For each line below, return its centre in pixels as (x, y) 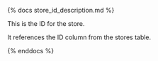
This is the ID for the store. (46, 23)
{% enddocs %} (31, 51)
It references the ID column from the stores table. (79, 37)
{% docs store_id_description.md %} (61, 10)
